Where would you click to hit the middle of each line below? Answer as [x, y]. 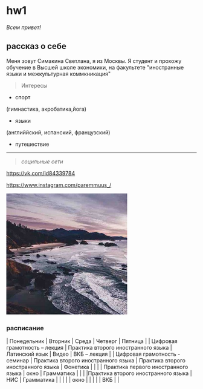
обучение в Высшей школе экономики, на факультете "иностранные [95, 67]
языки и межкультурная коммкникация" [59, 74]
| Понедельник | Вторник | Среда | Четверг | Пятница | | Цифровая [92, 341]
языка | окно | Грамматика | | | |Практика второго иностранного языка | [99, 373]
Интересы [34, 85]
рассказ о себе [36, 46]
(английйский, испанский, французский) [58, 132]
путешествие [32, 144]
